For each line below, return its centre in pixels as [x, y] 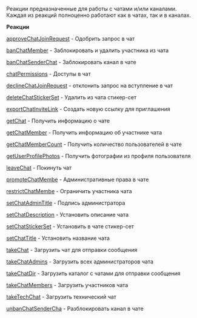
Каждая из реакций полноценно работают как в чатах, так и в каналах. [99, 15]
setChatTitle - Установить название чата [58, 238]
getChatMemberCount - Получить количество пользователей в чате [94, 144]
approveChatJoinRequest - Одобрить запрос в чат [71, 38]
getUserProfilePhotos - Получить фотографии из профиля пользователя [98, 156]
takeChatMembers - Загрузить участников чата [67, 285]
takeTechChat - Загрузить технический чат [62, 297]
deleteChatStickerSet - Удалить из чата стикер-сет [72, 97]
